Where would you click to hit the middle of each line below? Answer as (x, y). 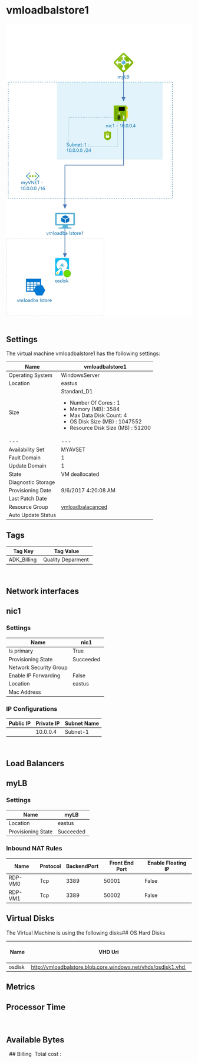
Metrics (21, 987)
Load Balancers (35, 764)
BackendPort (82, 866)
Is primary (21, 651)
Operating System (31, 375)
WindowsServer (80, 375)
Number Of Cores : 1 (95, 403)
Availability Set (26, 449)
